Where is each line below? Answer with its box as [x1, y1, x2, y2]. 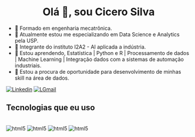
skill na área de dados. [14, 74, 69, 81]
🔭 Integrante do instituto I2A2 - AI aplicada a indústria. [14, 43, 146, 50]
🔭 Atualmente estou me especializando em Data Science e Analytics [14, 30, 180, 37]
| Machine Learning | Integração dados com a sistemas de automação [14, 56, 184, 63]
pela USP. [14, 37, 39, 44]
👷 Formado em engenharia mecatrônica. [14, 25, 113, 32]
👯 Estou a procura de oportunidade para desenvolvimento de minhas [14, 68, 181, 75]
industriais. [14, 61, 42, 69]
